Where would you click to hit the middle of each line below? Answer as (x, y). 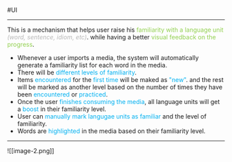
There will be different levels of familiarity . (77, 72)
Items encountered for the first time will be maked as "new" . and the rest (120, 80)
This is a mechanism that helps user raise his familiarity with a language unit (115, 30)
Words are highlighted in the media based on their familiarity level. (111, 131)
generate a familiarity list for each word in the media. (92, 65)
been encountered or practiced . (62, 94)
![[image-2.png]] (31, 151)
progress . (21, 44)
